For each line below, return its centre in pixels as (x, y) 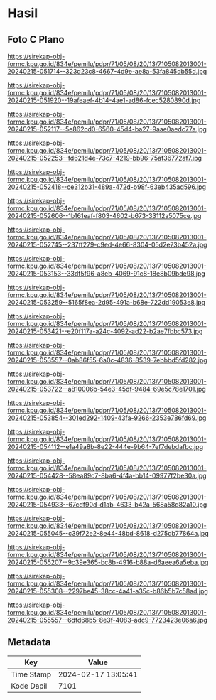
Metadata (29, 642)
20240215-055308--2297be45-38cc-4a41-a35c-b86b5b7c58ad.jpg (108, 591)
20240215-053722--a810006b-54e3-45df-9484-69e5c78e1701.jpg (107, 389)
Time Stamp (31, 674)
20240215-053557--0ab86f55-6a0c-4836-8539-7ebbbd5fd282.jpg (107, 360)
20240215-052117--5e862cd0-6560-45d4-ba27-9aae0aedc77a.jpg (107, 129)
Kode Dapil (29, 686)
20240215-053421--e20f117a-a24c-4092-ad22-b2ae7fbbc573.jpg (105, 331)
